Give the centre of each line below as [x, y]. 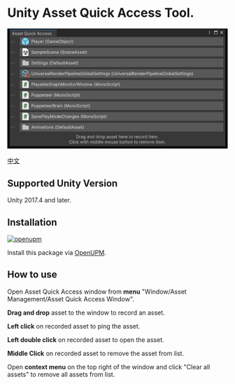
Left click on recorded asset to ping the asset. [74, 326]
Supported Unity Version [63, 183]
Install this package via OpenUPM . [57, 253]
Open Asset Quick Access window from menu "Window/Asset [97, 292]
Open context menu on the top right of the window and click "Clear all [109, 366]
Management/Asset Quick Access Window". [71, 299]
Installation [32, 222]
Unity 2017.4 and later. [39, 200]
